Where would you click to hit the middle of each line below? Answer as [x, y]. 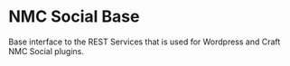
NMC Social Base [74, 17]
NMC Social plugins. [47, 51]
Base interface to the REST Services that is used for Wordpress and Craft [145, 42]
